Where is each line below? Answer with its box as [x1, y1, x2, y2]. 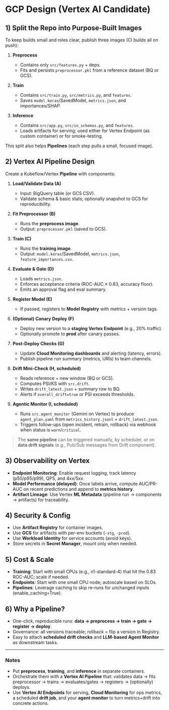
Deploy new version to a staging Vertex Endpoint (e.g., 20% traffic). [20, 325, 162, 331]
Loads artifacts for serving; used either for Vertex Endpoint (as [20, 127, 150, 134]
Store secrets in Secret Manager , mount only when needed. [12, 541, 137, 547]
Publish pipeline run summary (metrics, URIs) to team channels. [20, 355, 152, 361]
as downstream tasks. [12, 639, 58, 646]
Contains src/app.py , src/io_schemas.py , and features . [20, 122, 134, 128]
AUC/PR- [138, 480, 158, 487]
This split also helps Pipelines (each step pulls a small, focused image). [5, 143, 153, 149]
